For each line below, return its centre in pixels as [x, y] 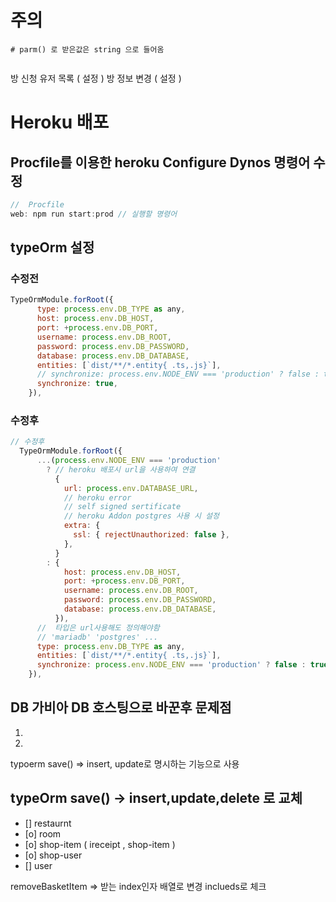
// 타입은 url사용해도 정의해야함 [98, 627]
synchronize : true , [77, 384]
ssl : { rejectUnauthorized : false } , [151, 535]
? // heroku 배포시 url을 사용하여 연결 [121, 469]
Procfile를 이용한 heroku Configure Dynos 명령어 [160, 162]
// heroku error [97, 497]
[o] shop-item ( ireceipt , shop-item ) [100, 844]
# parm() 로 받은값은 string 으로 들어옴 [87, 49]
